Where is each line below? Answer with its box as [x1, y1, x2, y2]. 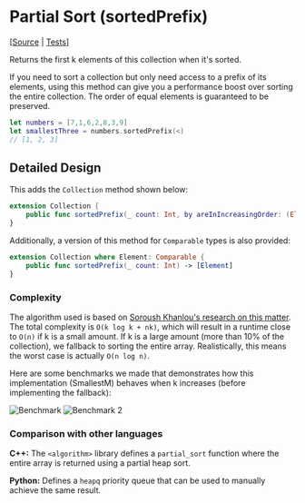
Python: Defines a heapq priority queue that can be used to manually [9, 475, 266, 487]
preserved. [9, 100, 51, 111]
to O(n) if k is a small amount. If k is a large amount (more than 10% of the [9, 330, 285, 341]
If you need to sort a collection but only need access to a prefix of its [9, 71, 267, 83]
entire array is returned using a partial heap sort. [9, 458, 191, 468]
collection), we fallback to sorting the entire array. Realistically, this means [9, 340, 287, 351]
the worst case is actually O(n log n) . [9, 350, 150, 360]
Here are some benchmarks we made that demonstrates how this [9, 368, 254, 379]
